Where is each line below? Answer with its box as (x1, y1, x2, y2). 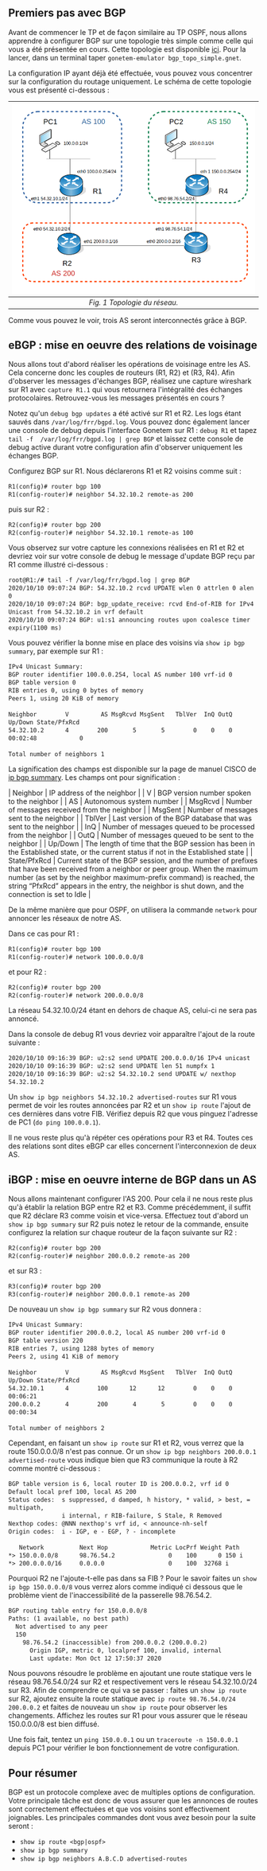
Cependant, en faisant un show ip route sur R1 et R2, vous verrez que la (8, 1438, 245, 1448)
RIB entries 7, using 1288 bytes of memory (8, 1345, 155, 1353)
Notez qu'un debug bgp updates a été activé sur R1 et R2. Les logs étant (8, 409, 242, 419)
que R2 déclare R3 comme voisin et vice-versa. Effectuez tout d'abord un (8, 1211, 249, 1221)
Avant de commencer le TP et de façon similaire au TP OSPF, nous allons (8, 27, 248, 37)
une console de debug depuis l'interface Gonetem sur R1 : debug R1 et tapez (8, 426, 257, 435)
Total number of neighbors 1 (8, 750, 105, 758)
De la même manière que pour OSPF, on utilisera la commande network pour (8, 905, 257, 914)
